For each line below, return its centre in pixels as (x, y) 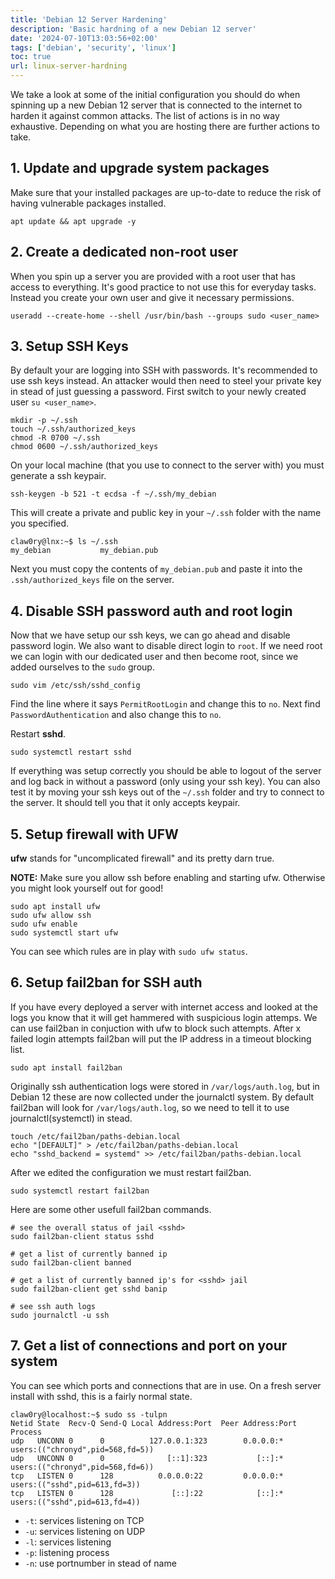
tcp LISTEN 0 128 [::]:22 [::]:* (147, 1493)
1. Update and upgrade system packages (140, 168)
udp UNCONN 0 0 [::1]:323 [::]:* (147, 1458)
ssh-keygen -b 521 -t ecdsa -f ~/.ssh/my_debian (113, 494)
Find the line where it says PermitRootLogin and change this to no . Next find (165, 704)
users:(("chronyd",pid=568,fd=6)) (82, 1467)
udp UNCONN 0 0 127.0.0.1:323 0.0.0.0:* (147, 1441)
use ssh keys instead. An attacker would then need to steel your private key (166, 381)
